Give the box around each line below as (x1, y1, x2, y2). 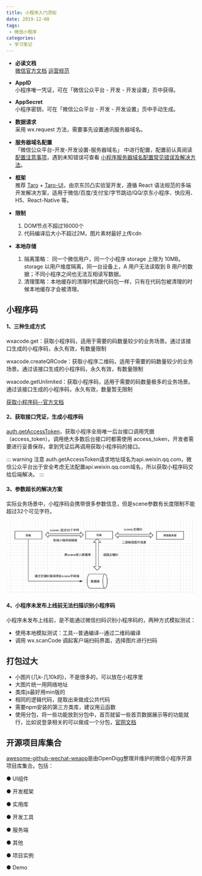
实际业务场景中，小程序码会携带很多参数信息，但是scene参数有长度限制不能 (6, 500, 195, 507)
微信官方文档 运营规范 (14, 67, 70, 74)
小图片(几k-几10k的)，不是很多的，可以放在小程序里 (14, 673, 143, 680)
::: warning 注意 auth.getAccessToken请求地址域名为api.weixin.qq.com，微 (6, 455, 192, 463)
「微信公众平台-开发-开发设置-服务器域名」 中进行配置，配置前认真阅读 (14, 146, 193, 153)
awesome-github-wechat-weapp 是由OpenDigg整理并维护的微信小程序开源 (6, 755, 192, 762)
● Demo (6, 864, 28, 871)
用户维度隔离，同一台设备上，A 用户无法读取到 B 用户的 (49, 263, 188, 270)
